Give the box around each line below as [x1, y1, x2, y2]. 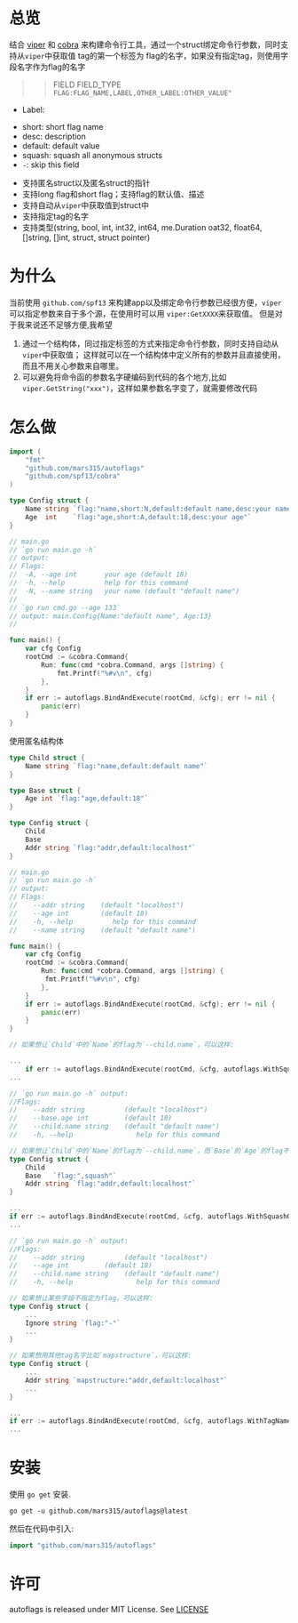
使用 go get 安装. [9, 1489, 71, 1499]
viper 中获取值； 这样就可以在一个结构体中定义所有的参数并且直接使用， [21, 349, 286, 360]
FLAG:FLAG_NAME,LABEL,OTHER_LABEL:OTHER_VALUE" [52, 88, 232, 98]
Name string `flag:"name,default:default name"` [25, 761, 208, 770]
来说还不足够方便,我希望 [24, 319, 114, 330]
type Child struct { [9, 753, 86, 762]
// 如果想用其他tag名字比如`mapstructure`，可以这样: [9, 1351, 192, 1361]
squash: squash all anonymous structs [21, 149, 162, 160]
